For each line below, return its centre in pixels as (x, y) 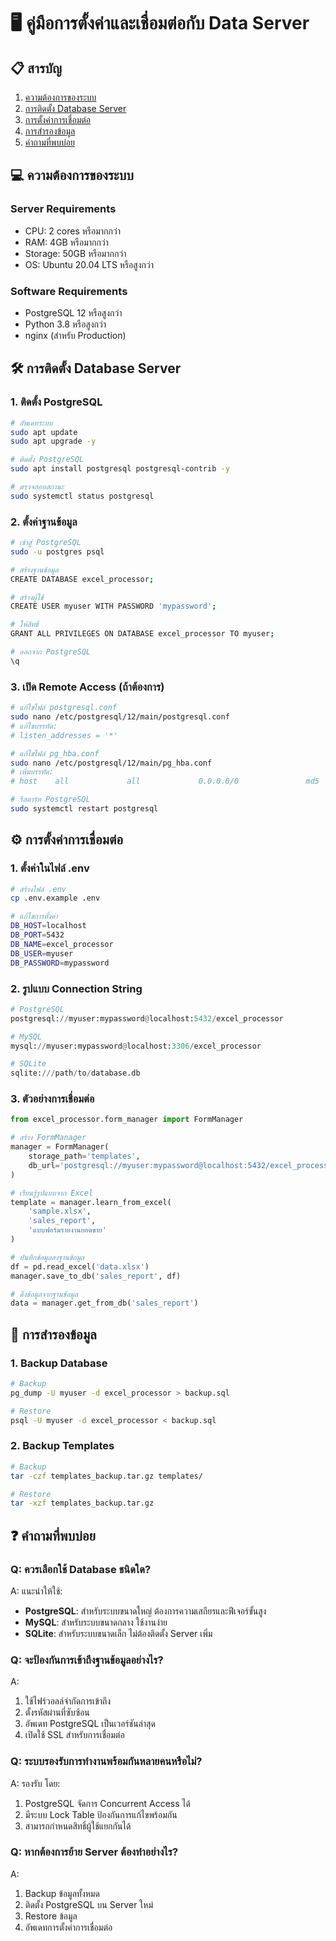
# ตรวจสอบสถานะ (37, 487)
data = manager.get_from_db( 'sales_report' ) (104, 1303)
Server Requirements (63, 209)
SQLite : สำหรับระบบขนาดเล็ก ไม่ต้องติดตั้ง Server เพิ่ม (118, 1633)
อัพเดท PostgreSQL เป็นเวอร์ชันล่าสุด (90, 1724)
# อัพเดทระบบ (31, 423)
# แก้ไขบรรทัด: (34, 726)
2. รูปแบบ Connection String (76, 988)
